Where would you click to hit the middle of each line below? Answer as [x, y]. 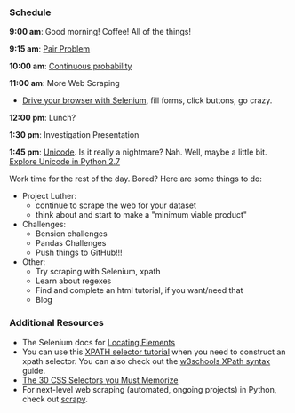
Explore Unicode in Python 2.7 [65, 162]
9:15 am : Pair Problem [50, 49]
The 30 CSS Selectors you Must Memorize [100, 380]
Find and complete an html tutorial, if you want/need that [139, 290]
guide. [34, 370]
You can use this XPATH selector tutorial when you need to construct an [154, 352]
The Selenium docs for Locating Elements [99, 342]
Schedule [30, 12]
